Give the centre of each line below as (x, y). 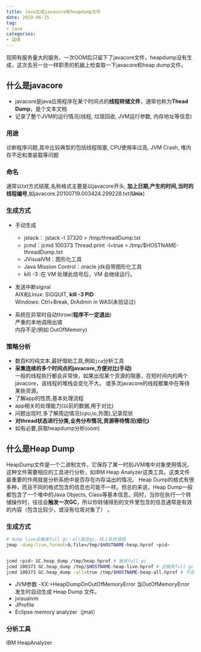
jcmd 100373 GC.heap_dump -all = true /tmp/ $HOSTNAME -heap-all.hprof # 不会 (100, 572)
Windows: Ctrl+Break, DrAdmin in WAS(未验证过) (75, 302)
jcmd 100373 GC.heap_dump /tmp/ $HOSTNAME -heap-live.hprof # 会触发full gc (100, 567)
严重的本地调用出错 (39, 322)
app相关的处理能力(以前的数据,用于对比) (64, 406)
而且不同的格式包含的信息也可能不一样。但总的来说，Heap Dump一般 (107, 487)
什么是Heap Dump (40, 449)
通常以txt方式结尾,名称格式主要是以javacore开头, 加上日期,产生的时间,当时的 (100, 186)
